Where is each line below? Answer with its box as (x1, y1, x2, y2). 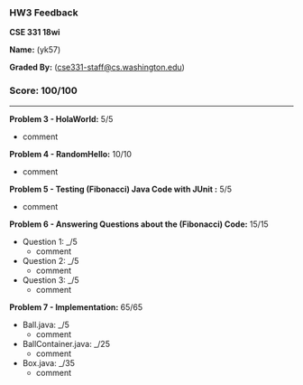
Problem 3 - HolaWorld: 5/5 (9, 113, 114, 124)
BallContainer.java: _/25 (22, 338, 111, 349)
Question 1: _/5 (22, 236, 78, 247)
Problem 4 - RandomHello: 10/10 (9, 148, 133, 159)
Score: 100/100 (9, 84, 78, 97)
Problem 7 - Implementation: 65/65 (9, 301, 143, 313)
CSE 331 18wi (9, 27, 60, 38)
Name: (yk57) (9, 44, 61, 55)
